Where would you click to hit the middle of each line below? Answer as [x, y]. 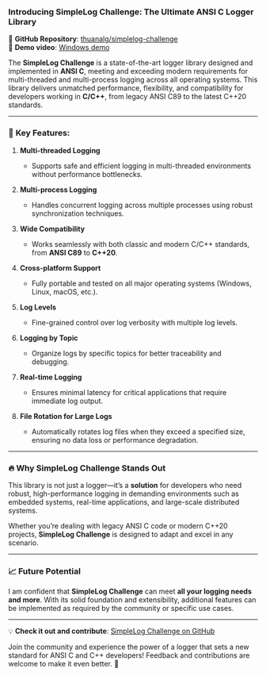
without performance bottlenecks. [87, 174]
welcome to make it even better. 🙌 [64, 664]
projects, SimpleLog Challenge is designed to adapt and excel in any [121, 534]
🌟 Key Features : [39, 133]
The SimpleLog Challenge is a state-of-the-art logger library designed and [131, 63]
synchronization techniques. [78, 213]
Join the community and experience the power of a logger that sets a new [129, 647]
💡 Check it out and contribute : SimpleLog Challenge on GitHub [112, 631]
